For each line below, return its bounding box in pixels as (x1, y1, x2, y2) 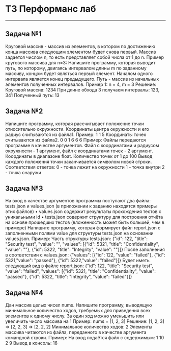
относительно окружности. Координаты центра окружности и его (5, 126, 149, 132)
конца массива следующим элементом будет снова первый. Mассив (5, 49, 156, 55)
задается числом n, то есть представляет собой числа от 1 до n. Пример (5, 54, 164, 60)
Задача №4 (5, 288, 43, 297)
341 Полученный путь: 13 (5, 92, 60, 98)
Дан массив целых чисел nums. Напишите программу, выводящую (5, 302, 152, 308)
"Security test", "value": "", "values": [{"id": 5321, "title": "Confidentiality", (5, 241, 159, 247)
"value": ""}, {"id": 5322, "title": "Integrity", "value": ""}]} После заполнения (5, 246, 165, 253)
